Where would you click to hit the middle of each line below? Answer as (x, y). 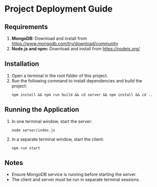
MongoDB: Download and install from (49, 38)
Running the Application (42, 110)
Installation (22, 64)
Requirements (26, 27)
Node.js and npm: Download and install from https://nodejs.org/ (76, 49)
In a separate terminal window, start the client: (58, 139)
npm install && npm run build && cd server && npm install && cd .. (82, 95)
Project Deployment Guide (59, 9)
